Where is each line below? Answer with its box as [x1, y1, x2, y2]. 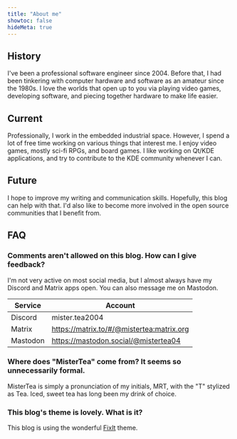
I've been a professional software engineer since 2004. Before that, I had [7, 69, 222, 78]
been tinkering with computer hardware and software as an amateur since [7, 76, 224, 86]
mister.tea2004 [51, 312, 104, 322]
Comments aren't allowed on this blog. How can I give [7, 251, 197, 261]
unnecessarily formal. [7, 366, 85, 376]
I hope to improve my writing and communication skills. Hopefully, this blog [7, 193, 228, 202]
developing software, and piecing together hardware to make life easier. [7, 92, 218, 100]
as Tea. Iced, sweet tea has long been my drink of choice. [7, 389, 177, 398]
